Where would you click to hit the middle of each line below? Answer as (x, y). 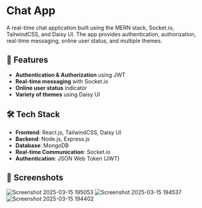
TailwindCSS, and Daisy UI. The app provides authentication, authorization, (101, 34)
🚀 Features (27, 60)
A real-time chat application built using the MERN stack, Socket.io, (90, 28)
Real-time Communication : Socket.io (63, 152)
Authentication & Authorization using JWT (70, 75)
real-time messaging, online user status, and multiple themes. (84, 40)
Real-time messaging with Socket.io (62, 81)
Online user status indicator (51, 88)
